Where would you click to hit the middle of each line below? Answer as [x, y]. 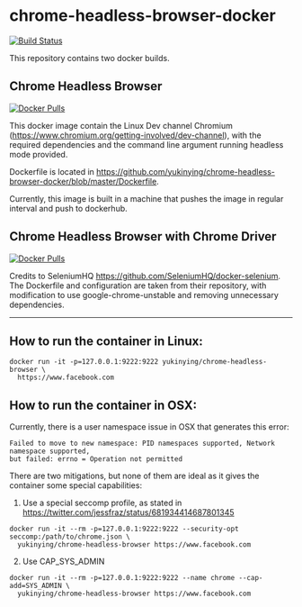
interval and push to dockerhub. [68, 208]
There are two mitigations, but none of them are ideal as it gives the [134, 476]
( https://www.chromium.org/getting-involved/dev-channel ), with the [136, 135]
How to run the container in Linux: [107, 341]
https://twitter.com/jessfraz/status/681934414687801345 [129, 512]
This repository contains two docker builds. [89, 58]
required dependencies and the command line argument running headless [147, 144]
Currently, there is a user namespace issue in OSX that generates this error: [149, 427]
